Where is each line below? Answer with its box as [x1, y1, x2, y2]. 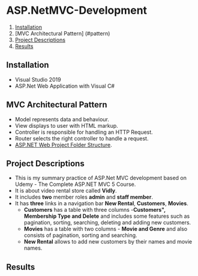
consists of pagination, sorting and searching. [23, 232, 137, 239]
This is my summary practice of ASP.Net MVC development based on [14, 175, 187, 182]
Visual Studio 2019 [14, 76, 61, 83]
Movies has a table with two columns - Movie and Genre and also [23, 226, 188, 233]
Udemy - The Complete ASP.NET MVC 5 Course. [14, 181, 136, 188]
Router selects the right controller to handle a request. [14, 134, 149, 142]
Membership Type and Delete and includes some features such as [23, 212, 190, 220]
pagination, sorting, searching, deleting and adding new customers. [23, 219, 191, 226]
